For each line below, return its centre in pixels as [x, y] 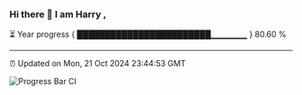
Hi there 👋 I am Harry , [58, 14]
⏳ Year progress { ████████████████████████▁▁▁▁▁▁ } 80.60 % [148, 34]
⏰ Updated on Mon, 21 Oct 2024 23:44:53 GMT [98, 64]
